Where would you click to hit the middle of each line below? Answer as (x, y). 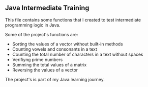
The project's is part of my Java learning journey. (55, 79)
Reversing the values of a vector (45, 70)
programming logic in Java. (33, 25)
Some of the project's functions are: (42, 34)
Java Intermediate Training (47, 8)
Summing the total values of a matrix (49, 65)
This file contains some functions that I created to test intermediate (73, 20)
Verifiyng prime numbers (37, 59)
